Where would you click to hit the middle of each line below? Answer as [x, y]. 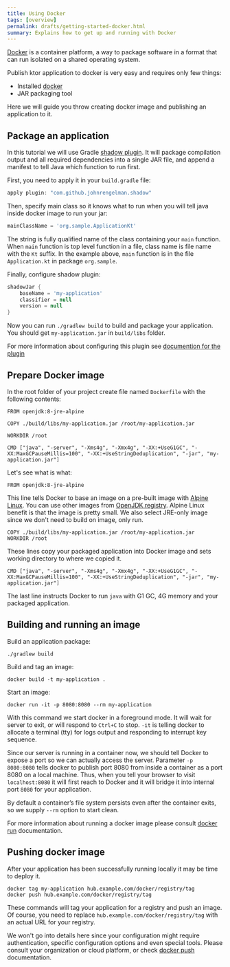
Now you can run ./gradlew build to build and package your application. [110, 326]
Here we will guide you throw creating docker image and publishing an [107, 107]
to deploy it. [24, 876]
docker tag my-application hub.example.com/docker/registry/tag [101, 889]
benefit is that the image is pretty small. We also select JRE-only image [107, 512]
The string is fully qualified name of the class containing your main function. [114, 239]
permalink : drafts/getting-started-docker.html [77, 26]
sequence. [22, 739]
